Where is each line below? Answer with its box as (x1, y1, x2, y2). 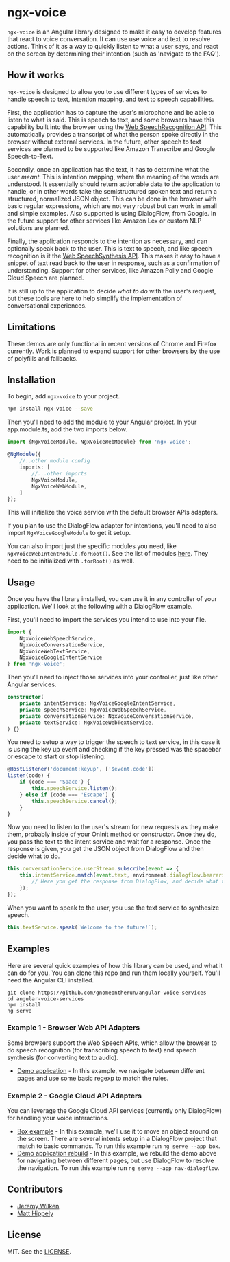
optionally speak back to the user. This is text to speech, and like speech (7, 244, 212, 252)
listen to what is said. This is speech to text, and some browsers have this (7, 115, 214, 124)
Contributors (7, 1184, 64, 1195)
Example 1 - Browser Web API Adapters (7, 1023, 140, 1033)
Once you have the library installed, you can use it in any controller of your (7, 594, 217, 602)
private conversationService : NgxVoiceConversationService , (19, 712, 194, 719)
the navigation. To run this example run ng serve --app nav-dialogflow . (16, 1164, 220, 1172)
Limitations (7, 322, 56, 333)
